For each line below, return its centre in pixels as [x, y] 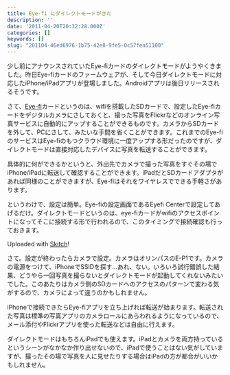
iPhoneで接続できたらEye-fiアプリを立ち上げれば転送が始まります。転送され [115, 307]
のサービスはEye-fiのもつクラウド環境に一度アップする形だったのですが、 [112, 141]
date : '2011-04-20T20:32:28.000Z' [57, 26]
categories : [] [29, 33]
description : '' [30, 20]
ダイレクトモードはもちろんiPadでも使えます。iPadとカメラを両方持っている [115, 339]
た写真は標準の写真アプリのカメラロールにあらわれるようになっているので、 [115, 316]
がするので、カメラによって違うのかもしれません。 [79, 292]
